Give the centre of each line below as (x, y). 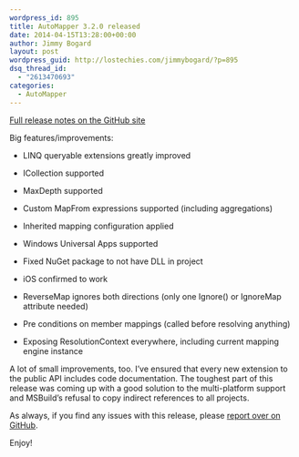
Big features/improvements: (62, 137)
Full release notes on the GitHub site (77, 120)
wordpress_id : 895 (44, 18)
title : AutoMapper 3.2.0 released (75, 26)
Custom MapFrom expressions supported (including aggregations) (148, 208)
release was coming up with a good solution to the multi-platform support (148, 388)
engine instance (53, 350)
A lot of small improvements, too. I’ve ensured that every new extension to (149, 369)
